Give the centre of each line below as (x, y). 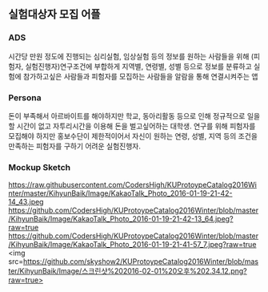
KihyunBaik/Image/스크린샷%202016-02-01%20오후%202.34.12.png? (134, 271)
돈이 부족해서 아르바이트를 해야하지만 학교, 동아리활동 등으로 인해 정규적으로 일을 (134, 116)
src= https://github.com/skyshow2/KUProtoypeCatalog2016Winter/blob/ (127, 262)
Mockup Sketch (39, 167)
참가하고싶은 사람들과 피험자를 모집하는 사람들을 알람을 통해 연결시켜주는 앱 (140, 76)
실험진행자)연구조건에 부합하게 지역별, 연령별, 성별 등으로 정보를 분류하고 (138, 66)
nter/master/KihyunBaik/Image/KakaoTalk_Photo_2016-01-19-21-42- (120, 193)
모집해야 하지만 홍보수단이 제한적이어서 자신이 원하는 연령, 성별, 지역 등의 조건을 (133, 136)
